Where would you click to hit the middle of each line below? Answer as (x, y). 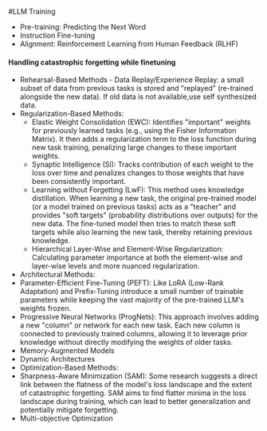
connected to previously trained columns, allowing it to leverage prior (133, 334)
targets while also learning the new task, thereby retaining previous (142, 232)
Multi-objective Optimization (67, 418)
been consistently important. (79, 182)
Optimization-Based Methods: (69, 368)
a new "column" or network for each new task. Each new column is (130, 325)
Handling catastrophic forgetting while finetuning (92, 62)
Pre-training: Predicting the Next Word (82, 27)
